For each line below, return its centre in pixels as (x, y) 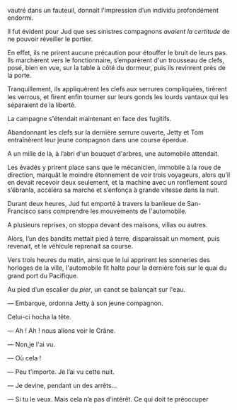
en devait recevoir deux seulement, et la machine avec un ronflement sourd (117, 182)
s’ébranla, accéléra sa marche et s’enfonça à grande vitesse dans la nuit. (113, 190)
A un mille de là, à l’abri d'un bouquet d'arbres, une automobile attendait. (113, 154)
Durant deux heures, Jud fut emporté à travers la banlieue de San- (104, 204)
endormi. (21, 18)
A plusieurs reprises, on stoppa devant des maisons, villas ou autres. (108, 225)
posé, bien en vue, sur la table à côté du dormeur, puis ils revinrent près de (117, 68)
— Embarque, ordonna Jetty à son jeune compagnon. (86, 303)
